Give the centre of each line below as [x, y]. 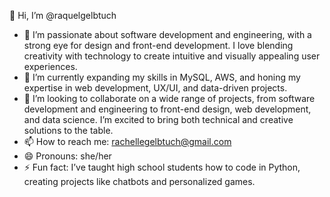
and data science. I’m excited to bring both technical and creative [158, 119]
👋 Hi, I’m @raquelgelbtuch [63, 15]
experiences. [50, 66]
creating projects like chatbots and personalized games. [139, 181]
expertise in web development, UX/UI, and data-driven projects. [155, 88]
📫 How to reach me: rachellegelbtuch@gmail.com [127, 141]
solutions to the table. [68, 130]
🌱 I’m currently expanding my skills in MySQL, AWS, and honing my [162, 77]
